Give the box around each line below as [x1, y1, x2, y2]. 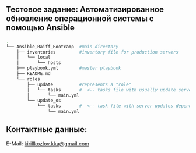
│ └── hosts [16, 60, 61, 66]
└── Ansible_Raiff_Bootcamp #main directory [6, 44, 118, 49]
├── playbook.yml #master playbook [16, 65, 121, 72]
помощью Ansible [6, 23, 75, 33]
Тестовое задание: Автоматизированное [6, 5, 164, 15]
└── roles [16, 76, 41, 82]
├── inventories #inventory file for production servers [16, 49, 179, 55]
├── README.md [16, 71, 51, 77]
